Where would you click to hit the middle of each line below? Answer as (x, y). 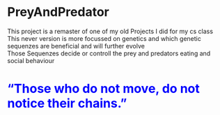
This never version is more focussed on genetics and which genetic (104, 38)
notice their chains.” (67, 104)
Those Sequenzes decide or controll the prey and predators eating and (109, 53)
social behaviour (31, 60)
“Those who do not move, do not (103, 89)
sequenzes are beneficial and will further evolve (76, 46)
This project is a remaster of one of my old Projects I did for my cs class (110, 31)
